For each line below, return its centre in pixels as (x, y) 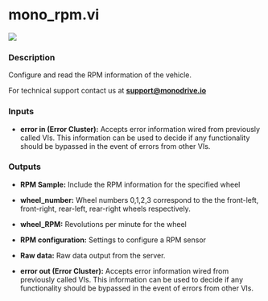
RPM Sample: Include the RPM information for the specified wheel (130, 184)
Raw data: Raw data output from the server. (93, 255)
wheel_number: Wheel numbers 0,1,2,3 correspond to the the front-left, (139, 200)
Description (32, 57)
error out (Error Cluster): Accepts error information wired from (124, 270)
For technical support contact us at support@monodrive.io (107, 91)
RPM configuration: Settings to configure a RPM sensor (113, 240)
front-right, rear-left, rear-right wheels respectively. (105, 208)
